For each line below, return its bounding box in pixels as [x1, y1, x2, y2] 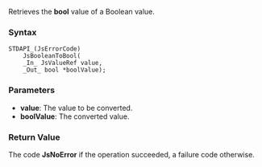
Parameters [8, 84, 55, 96]
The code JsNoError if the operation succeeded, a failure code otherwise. [8, 149, 256, 159]
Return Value [8, 132, 60, 143]
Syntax [8, 26, 37, 38]
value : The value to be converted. [19, 103, 133, 112]
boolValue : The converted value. [19, 112, 130, 121]
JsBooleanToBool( [23, 52, 81, 60]
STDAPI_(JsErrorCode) [8, 45, 81, 53]
